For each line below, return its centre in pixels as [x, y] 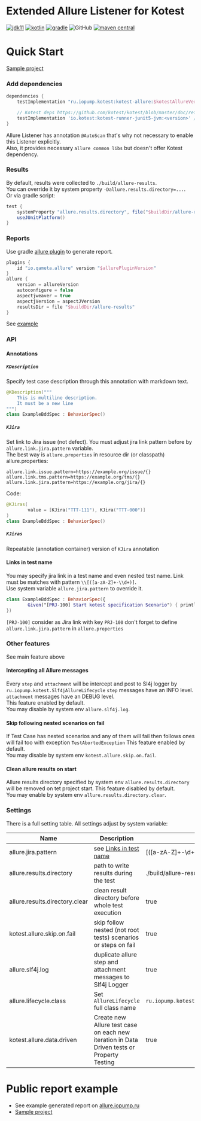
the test [104, 881]
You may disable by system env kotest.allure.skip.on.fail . [81, 756]
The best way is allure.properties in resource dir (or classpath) [86, 455]
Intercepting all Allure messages [47, 671]
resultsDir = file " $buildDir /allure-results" [76, 307]
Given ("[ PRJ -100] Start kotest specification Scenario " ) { [103, 605]
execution [107, 912]
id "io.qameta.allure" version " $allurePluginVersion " [87, 268]
